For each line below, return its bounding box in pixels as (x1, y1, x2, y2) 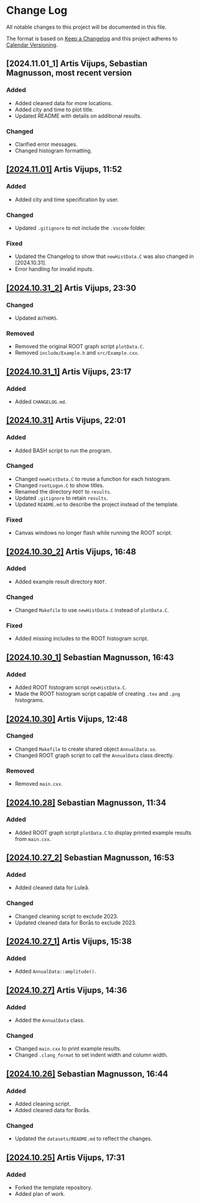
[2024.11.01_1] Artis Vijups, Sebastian (6, 59, 148, 69)
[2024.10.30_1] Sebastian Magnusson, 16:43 (6, 652, 174, 662)
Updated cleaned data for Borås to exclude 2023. (14, 919, 137, 926)
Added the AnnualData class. (14, 1017, 85, 1024)
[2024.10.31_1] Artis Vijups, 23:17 (6, 366, 131, 376)
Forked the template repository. (14, 1184, 93, 1191)
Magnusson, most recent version (6, 68, 133, 78)
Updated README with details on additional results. (14, 112, 142, 120)
